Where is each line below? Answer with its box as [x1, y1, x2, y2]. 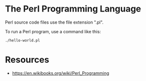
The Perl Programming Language [5, 3, 141, 14]
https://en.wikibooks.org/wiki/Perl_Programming [12, 70, 109, 76]
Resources [5, 54, 50, 65]
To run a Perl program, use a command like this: [5, 28, 101, 34]
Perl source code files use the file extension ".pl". [5, 19, 104, 25]
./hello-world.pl [5, 38, 40, 43]
